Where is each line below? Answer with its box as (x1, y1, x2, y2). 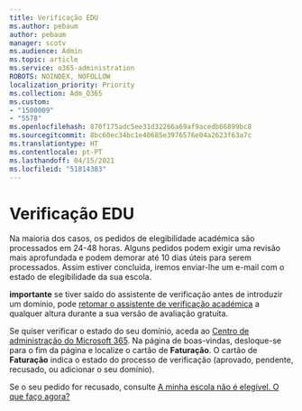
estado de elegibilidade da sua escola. (9, 272, 152, 283)
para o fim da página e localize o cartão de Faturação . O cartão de (9, 345, 258, 356)
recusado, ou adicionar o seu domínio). (9, 364, 155, 375)
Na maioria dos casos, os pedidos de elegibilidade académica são (9, 233, 255, 244)
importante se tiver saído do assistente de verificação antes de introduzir (9, 289, 283, 300)
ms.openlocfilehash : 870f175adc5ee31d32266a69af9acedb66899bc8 (9, 123, 252, 132)
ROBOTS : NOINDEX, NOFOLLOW (9, 72, 111, 81)
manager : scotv (9, 38, 67, 48)
